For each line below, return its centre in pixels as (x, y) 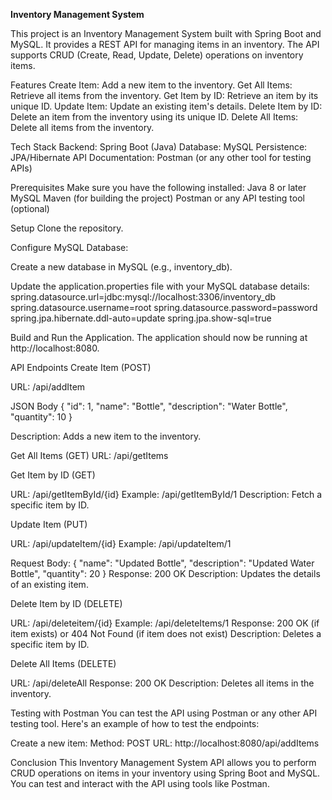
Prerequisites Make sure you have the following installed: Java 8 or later (158, 187)
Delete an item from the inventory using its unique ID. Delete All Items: (154, 117)
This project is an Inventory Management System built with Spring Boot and (166, 33)
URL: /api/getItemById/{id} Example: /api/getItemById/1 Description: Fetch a (166, 494)
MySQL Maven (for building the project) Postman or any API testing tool (157, 198)
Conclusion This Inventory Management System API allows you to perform (163, 762)
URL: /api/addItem (48, 387)
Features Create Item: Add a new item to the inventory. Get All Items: (151, 85)
